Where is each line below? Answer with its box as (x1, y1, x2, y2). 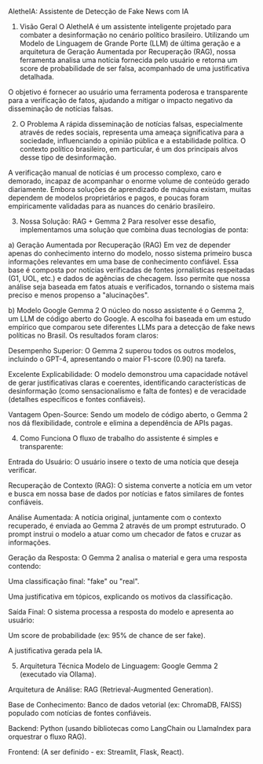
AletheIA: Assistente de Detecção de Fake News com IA (8, 7, 189, 16)
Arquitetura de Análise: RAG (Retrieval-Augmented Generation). (8, 685, 214, 694)
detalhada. (19, 72, 55, 81)
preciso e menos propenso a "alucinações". (8, 290, 149, 300)
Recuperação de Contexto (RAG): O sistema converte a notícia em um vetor (8, 481, 253, 490)
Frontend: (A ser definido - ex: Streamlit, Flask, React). (8, 747, 184, 756)
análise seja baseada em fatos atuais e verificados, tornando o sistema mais (8, 282, 255, 291)
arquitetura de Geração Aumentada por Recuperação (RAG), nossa (19, 47, 236, 56)
